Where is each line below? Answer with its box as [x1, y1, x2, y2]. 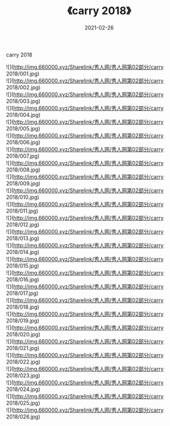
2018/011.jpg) [6, 207, 38, 214]
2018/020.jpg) [6, 330, 41, 338]
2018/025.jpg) [6, 399, 40, 406]
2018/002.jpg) [6, 84, 41, 91]
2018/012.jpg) [6, 221, 40, 228]
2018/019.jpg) [6, 317, 40, 324]
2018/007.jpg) [6, 152, 40, 160]
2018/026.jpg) [6, 413, 41, 420]
